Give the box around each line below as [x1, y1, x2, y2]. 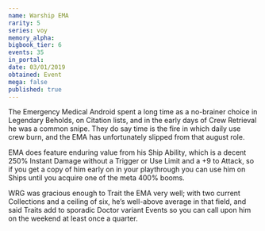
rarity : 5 [8, 19, 41, 27]
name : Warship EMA [8, 11, 69, 20]
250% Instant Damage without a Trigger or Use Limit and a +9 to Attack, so [8, 156, 255, 166]
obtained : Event [8, 71, 62, 79]
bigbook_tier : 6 [8, 41, 62, 49]
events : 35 [8, 48, 44, 56]
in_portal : [8, 56, 44, 64]
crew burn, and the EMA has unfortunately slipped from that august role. [8, 133, 245, 142]
